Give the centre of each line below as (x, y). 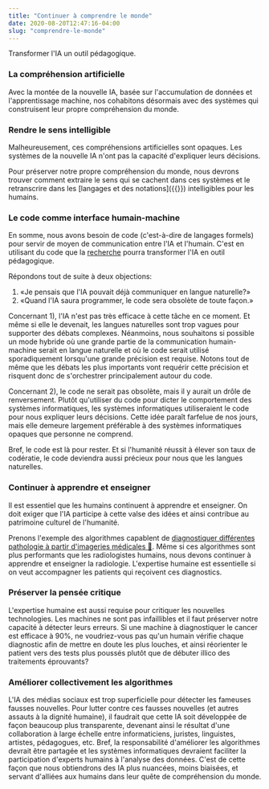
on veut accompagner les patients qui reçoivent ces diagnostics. (115, 572)
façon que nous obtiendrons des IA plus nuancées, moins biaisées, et (123, 768)
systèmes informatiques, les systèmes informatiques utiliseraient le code (129, 409)
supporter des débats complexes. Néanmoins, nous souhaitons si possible (131, 333)
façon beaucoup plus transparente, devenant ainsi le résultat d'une (119, 726)
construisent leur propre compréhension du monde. (94, 108)
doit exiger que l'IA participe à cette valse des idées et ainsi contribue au (129, 513)
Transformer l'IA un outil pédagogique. (72, 54)
